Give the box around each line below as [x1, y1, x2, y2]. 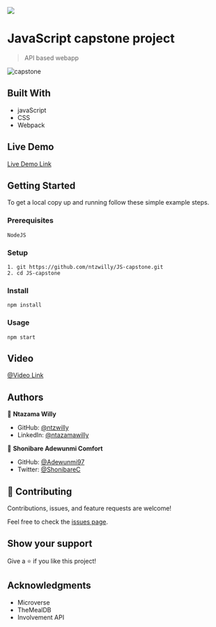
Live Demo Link [7, 159, 52, 168]
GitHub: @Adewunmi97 [17, 458, 85, 466]
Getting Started [7, 179, 76, 191]
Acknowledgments [7, 580, 92, 591]
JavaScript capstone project [7, 31, 176, 47]
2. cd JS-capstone [7, 270, 61, 276]
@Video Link [7, 371, 44, 380]
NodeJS [7, 231, 26, 239]
